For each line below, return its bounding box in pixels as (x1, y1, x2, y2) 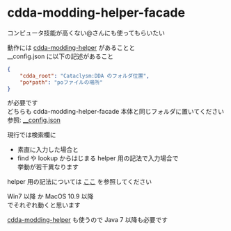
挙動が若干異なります (17, 163, 79, 171)
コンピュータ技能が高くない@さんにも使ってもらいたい (7, 28, 166, 37)
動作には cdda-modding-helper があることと (7, 43, 136, 51)
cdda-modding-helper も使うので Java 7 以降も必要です (7, 216, 168, 224)
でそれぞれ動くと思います (7, 201, 81, 209)
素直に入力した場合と (17, 146, 79, 154)
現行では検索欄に (7, 130, 56, 139)
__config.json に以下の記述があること (7, 52, 114, 60)
